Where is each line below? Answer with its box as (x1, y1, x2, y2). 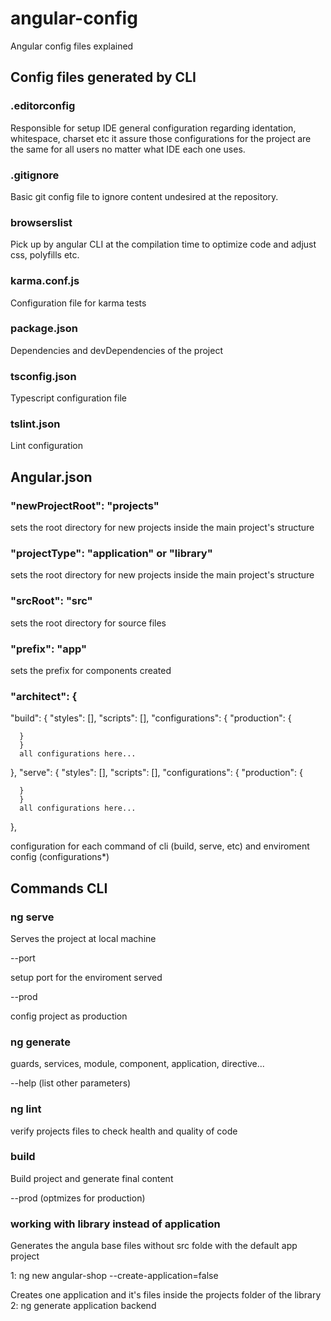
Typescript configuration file (10, 392, 127, 404)
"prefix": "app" (10, 642, 88, 656)
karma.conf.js (10, 274, 80, 288)
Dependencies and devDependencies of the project (10, 344, 223, 356)
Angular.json (10, 468, 93, 486)
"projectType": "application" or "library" (10, 547, 213, 561)
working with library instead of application (10, 1217, 221, 1231)
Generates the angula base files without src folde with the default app (10, 1240, 298, 1252)
